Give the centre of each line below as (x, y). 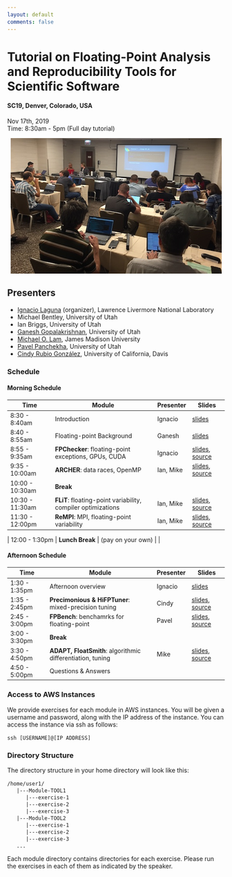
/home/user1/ (26, 784)
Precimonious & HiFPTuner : (90, 599)
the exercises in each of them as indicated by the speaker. (90, 866)
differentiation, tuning (80, 658)
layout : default (30, 15)
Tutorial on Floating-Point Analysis (109, 57)
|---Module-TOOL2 (41, 818)
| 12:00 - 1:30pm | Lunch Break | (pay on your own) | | (84, 539)
